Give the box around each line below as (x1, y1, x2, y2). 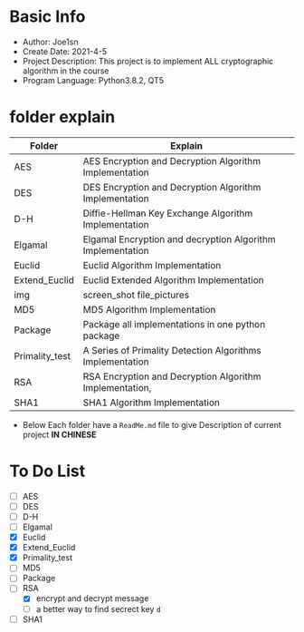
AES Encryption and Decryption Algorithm (82, 154, 261, 167)
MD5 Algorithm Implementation (82, 303, 216, 316)
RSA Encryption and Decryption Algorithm (82, 370, 261, 383)
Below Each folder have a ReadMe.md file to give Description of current (22, 419, 282, 430)
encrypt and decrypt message (35, 593, 149, 604)
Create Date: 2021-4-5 (22, 45, 108, 56)
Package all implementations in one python (82, 317, 266, 330)
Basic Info (9, 6, 86, 27)
